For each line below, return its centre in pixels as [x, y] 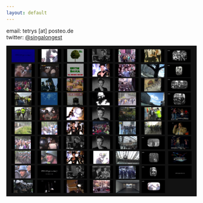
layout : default [27, 13]
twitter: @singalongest [34, 37]
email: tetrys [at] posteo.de [40, 31]
